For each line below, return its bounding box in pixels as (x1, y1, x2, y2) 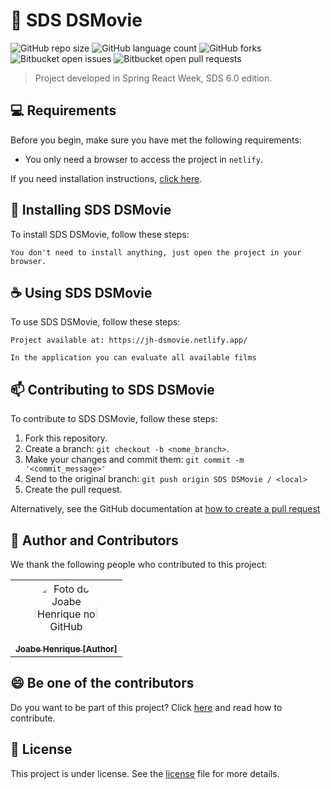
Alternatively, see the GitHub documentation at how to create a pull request (10, 503, 321, 515)
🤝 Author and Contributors (10, 532, 179, 549)
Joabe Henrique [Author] (15, 644, 118, 654)
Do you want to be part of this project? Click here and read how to (10, 701, 283, 713)
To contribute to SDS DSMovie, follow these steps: (10, 413, 218, 425)
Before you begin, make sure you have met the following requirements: (10, 134, 302, 146)
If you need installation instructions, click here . (10, 172, 203, 184)
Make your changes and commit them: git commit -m (24, 454, 245, 466)
